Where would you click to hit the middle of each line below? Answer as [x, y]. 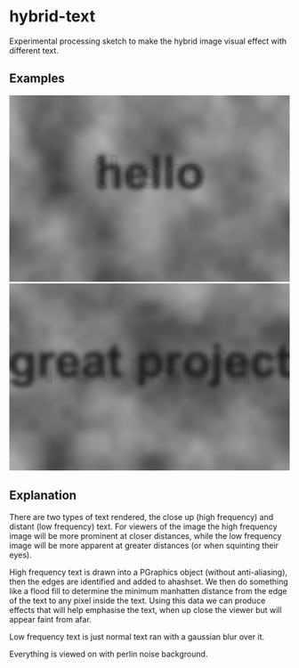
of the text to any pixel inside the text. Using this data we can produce [137, 600]
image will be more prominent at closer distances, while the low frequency [145, 535]
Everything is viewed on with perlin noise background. [109, 654]
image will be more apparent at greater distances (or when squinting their [144, 545]
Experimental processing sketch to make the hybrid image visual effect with [148, 41]
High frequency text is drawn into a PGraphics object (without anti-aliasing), [148, 572]
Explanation [43, 496]
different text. [34, 50]
